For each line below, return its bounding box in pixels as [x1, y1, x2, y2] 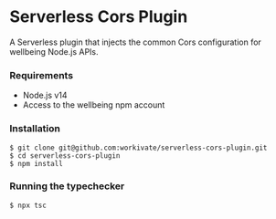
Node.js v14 [22, 89, 68, 101]
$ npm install [9, 159, 64, 168]
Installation [9, 122, 61, 135]
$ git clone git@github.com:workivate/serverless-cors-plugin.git [9, 143, 268, 152]
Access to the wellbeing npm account [22, 99, 165, 110]
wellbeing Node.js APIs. [9, 46, 99, 57]
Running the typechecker [9, 180, 125, 193]
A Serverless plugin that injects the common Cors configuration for [9, 36, 262, 47]
